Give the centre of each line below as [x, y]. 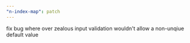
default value [22, 34]
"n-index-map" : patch [33, 11]
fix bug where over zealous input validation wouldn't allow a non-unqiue [95, 28]
